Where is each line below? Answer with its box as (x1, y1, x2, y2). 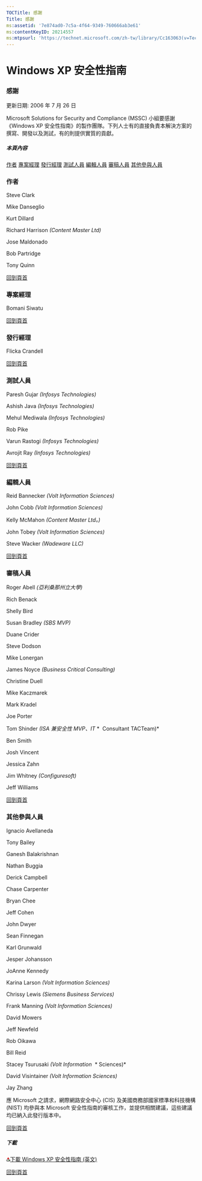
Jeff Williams (6, 784, 38, 791)
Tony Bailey (6, 839, 35, 846)
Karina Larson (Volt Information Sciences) (6, 978, 110, 986)
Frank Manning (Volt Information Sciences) (6, 1002, 113, 1009)
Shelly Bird (6, 608, 33, 615)
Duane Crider (6, 631, 40, 638)
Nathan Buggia (6, 862, 43, 869)
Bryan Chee (6, 897, 36, 904)
